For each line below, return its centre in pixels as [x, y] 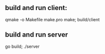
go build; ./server [22, 46]
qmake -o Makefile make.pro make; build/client [52, 19]
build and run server [37, 35]
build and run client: [36, 8]
